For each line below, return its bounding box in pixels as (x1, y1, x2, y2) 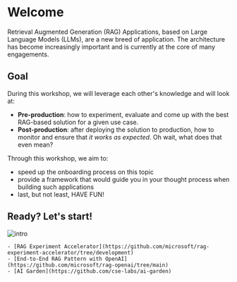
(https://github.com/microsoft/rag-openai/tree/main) (7, 262, 169, 269)
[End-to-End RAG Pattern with (13, 255, 102, 262)
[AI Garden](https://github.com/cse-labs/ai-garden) (13, 267, 172, 275)
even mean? (17, 140, 54, 149)
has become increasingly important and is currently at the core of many (7, 42, 216, 51)
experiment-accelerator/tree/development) (7, 249, 134, 256)
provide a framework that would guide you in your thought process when (17, 175, 230, 183)
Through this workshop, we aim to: (7, 154, 109, 162)
